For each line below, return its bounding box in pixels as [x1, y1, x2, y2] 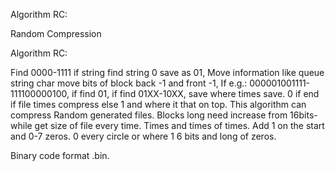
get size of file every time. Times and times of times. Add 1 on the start [34, 120, 325, 131]
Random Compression [10, 28, 102, 39]
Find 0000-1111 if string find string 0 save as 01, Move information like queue [10, 67, 325, 78]
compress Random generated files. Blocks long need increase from [10, 109, 288, 121]
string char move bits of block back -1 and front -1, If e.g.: [10, 77, 248, 89]
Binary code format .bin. [10, 150, 110, 161]
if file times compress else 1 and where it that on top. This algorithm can [10, 99, 307, 110]
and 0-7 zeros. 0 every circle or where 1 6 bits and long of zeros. [10, 130, 277, 142]
